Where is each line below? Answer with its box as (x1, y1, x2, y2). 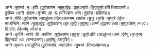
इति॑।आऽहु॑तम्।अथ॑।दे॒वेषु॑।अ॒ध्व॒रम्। (90, 32, 145, 37)
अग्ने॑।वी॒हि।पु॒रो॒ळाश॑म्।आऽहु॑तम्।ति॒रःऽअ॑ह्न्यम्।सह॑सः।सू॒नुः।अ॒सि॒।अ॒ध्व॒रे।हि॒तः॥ (5, 15, 128, 21)
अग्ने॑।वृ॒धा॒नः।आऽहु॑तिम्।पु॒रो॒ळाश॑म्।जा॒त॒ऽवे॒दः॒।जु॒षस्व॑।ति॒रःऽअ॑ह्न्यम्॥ (5, 42, 109, 48)
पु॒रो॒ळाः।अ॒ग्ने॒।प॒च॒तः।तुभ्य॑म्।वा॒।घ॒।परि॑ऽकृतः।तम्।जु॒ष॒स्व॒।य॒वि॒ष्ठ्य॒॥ (5, 10, 110, 15)
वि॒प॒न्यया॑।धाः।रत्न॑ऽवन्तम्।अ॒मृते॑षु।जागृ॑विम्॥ (5, 37, 73, 42)
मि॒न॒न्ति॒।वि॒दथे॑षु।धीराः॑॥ (5, 26, 41, 32)
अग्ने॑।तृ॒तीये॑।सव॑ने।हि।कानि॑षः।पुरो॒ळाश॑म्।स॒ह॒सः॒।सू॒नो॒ (5, 32, 89, 37)
